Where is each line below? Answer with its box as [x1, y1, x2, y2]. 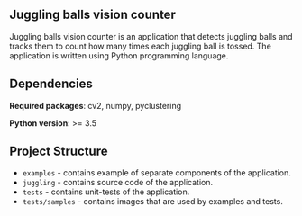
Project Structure [9, 144, 108, 159]
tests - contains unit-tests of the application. [22, 186, 190, 197]
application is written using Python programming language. [9, 49, 229, 61]
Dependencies [9, 76, 93, 92]
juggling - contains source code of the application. [22, 177, 214, 188]
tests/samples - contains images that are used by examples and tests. [22, 196, 284, 207]
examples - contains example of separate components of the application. [22, 167, 291, 178]
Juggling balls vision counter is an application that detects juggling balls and [9, 31, 293, 41]
